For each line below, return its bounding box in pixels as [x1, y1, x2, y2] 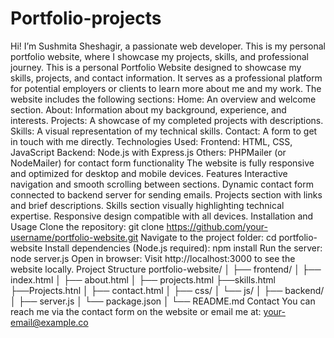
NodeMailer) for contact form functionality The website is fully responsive [10, 157, 315, 169]
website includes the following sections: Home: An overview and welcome [10, 93, 317, 105]
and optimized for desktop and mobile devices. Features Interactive [10, 167, 288, 179]
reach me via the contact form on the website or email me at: [10, 305, 262, 317]
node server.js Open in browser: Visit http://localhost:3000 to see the [10, 252, 296, 264]
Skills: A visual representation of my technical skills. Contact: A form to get [10, 125, 318, 137]
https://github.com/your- [166, 220, 268, 232]
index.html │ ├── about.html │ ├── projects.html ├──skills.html [10, 273, 276, 286]
